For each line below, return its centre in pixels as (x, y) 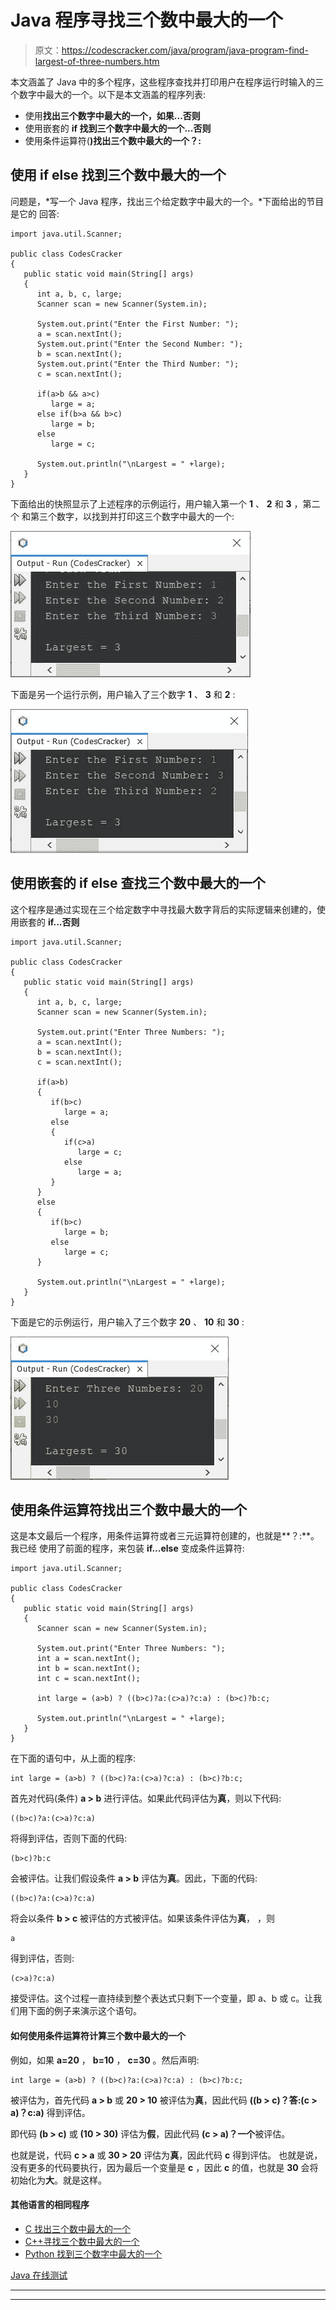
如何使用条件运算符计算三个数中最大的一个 (98, 2035)
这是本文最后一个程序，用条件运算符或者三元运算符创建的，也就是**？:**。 (165, 1536)
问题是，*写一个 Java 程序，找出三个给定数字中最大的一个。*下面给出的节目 (167, 201)
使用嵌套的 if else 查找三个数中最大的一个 (138, 883)
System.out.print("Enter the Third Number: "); (138, 364)
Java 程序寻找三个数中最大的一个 (146, 20)
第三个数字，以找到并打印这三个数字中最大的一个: (132, 516)
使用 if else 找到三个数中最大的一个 (118, 175)
